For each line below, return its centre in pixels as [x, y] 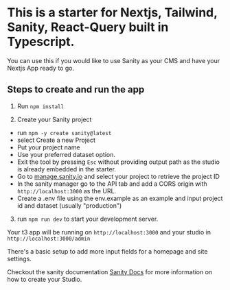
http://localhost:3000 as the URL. [67, 191]
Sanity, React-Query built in [88, 27]
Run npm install [41, 106]
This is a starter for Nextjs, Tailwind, [112, 13]
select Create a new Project [56, 140]
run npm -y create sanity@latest [64, 132]
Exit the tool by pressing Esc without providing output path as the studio [118, 162]
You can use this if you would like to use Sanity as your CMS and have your [114, 60]
